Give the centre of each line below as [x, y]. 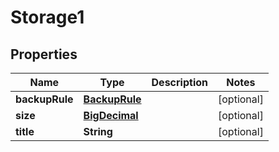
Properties [44, 54]
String [98, 131]
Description [179, 82]
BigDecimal [111, 115]
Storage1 [47, 17]
